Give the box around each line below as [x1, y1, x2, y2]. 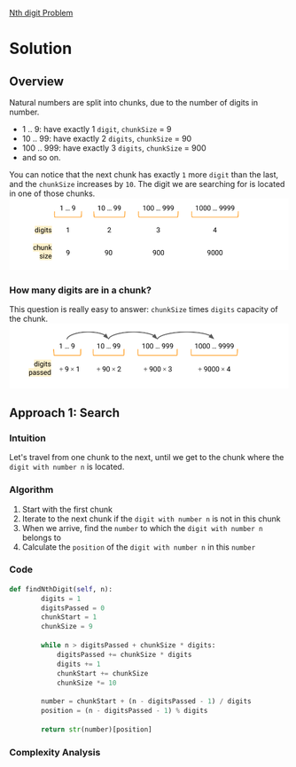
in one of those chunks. [9, 188, 96, 199]
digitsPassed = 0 [41, 603, 105, 613]
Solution [9, 39, 73, 59]
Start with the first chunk [21, 504, 113, 514]
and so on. [21, 153, 61, 162]
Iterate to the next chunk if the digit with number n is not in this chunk [21, 513, 281, 524]
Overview [9, 74, 65, 89]
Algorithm [9, 483, 54, 496]
